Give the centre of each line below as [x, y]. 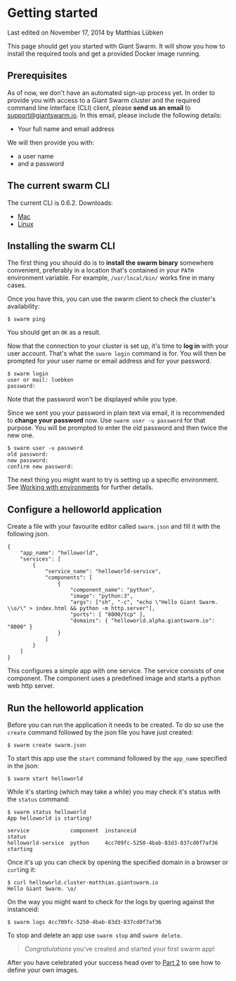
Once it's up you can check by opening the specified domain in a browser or [118, 862]
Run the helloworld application [76, 708]
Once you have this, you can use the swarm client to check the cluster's [112, 299]
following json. [28, 534]
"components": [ [68, 578]
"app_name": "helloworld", [59, 553]
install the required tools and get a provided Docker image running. [104, 54]
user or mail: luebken [40, 380]
